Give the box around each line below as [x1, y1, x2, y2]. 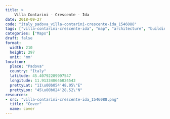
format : [5, 41, 22, 46]
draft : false [5, 36, 33, 41]
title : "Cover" [10, 102, 42, 107]
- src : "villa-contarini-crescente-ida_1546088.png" [5, 97, 119, 102]
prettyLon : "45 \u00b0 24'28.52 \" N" [10, 87, 82, 93]
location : [5, 59, 26, 64]
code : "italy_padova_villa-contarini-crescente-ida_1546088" [5, 21, 137, 27]
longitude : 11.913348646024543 [10, 78, 76, 83]
